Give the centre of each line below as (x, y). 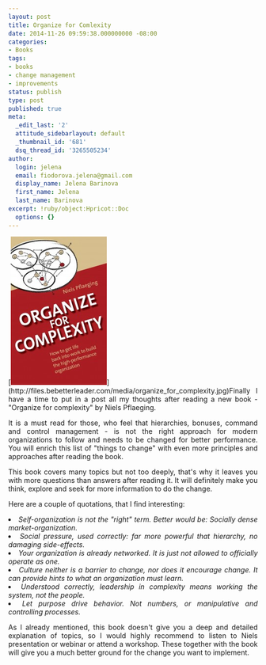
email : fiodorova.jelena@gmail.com (74, 175)
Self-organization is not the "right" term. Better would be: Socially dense (138, 519)
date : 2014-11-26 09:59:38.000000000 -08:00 (83, 33)
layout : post (30, 17)
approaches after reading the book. (66, 456)
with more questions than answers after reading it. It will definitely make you (133, 480)
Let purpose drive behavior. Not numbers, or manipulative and (140, 603)
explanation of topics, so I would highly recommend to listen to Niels (133, 635)
